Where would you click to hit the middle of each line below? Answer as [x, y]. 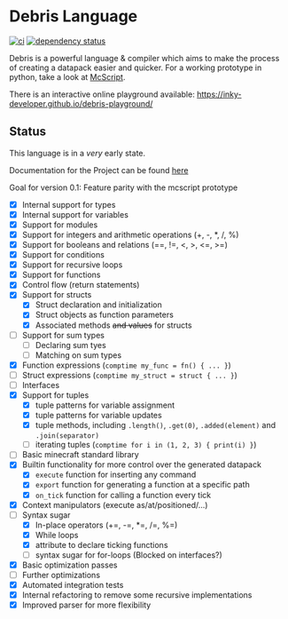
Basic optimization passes [70, 565]
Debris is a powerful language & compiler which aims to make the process [144, 58]
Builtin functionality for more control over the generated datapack [141, 464]
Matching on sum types [78, 355]
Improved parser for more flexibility [86, 605]
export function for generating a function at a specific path [142, 485]
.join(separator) [67, 436]
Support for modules [60, 225]
